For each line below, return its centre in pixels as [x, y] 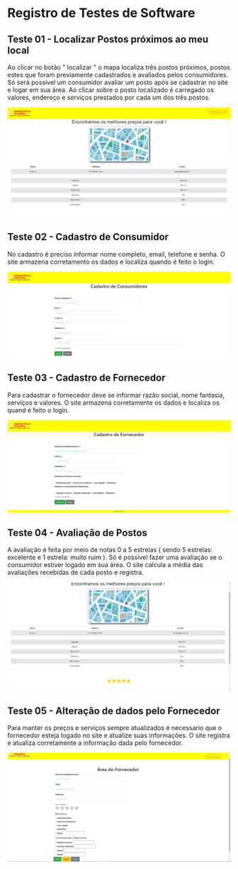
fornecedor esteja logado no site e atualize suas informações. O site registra [119, 736]
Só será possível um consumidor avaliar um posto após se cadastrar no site [118, 82]
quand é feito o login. [38, 410]
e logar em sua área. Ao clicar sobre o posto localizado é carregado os [111, 90]
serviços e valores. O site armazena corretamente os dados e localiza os [113, 403]
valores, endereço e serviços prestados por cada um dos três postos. [109, 97]
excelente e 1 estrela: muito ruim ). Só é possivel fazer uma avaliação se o [115, 557]
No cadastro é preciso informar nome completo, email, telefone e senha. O [116, 254]
